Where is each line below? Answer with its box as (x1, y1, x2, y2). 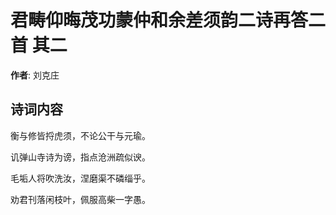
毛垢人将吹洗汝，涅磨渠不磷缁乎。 (10, 172, 151, 184)
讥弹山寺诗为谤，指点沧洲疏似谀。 (10, 151, 151, 163)
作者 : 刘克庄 (10, 69, 60, 81)
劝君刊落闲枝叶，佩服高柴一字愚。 (10, 193, 151, 205)
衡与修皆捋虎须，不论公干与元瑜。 (10, 129, 151, 141)
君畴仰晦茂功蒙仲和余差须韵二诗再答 (10, 9, 309, 32)
